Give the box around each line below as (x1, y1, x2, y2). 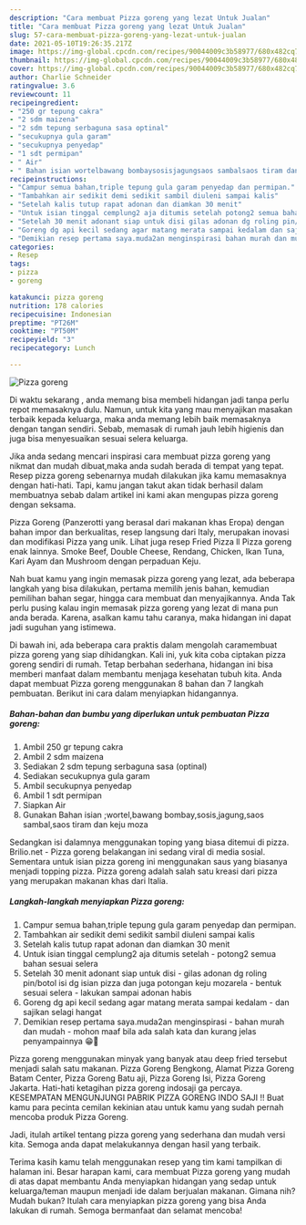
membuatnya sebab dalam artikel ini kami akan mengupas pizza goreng (9, 489, 279, 500)
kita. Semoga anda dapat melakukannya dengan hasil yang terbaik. (9, 1138, 261, 1149)
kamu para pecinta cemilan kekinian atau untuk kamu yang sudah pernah (9, 1101, 284, 1113)
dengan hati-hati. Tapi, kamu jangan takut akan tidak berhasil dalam (9, 480, 264, 491)
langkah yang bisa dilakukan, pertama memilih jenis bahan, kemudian (9, 583, 270, 594)
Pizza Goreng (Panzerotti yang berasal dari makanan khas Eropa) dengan (9, 516, 285, 527)
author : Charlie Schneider (9, 73, 112, 82)
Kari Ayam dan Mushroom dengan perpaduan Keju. (9, 555, 201, 566)
